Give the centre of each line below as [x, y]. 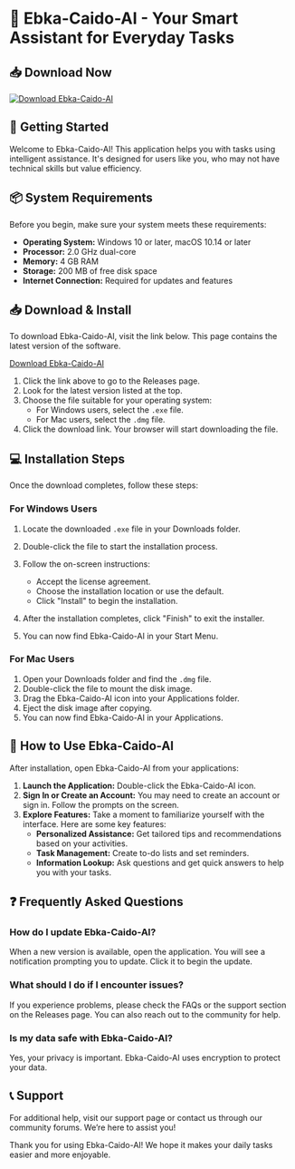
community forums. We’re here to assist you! [93, 1127]
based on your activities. [82, 843]
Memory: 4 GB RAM [61, 261]
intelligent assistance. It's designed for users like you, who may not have [145, 159]
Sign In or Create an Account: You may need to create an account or [151, 795]
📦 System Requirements [81, 198]
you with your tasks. [73, 872]
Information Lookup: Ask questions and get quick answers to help [160, 862]
